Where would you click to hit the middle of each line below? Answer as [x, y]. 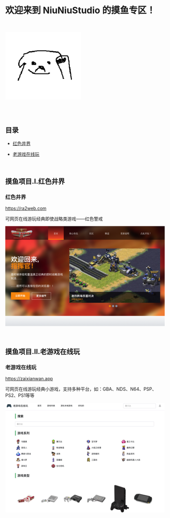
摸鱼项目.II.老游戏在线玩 [42, 352]
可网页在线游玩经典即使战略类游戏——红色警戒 [54, 219]
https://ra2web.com [26, 209]
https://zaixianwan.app [29, 379]
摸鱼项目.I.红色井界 [35, 182]
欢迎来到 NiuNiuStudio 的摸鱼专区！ [80, 10]
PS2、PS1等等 [20, 395]
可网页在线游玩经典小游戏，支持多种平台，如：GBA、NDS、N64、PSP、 [81, 389]
